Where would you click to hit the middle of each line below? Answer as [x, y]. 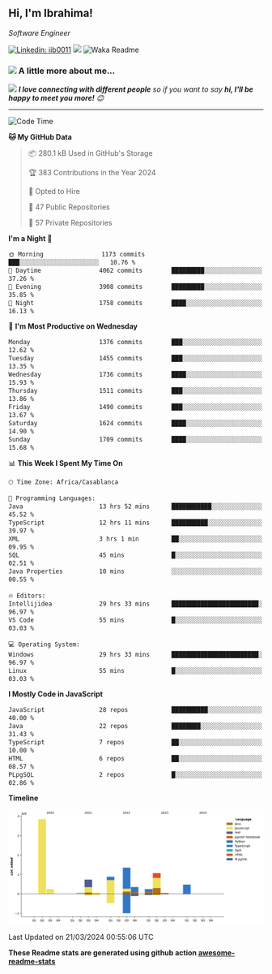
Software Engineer [40, 32]
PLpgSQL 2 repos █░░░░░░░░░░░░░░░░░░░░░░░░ [136, 775]
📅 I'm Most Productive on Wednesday [73, 326]
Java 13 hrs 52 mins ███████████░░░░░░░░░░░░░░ [136, 506]
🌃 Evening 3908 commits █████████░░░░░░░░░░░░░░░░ [136, 287]
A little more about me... [67, 71]
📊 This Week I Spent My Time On [66, 463]
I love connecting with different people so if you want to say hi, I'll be [136, 89]
